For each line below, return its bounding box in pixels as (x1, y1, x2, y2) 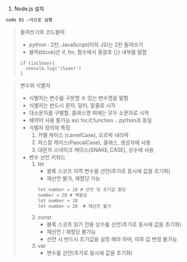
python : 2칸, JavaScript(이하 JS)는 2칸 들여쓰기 (28, 41, 143, 48)
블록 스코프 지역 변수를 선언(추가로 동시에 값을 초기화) (46, 167, 171, 174)
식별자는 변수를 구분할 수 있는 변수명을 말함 (28, 94, 128, 101)
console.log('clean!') (25, 65, 82, 71)
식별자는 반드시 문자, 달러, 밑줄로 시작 (28, 101, 116, 108)
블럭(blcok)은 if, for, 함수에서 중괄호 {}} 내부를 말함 (28, 48, 147, 55)
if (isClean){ (20, 60, 55, 66)
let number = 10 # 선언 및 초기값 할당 (37, 186, 127, 193)
